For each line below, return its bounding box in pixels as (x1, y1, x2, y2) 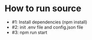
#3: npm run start (11, 29, 48, 35)
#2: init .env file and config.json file (11, 24, 83, 30)
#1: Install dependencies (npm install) (11, 19, 88, 25)
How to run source (4, 3, 82, 14)
